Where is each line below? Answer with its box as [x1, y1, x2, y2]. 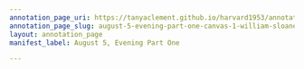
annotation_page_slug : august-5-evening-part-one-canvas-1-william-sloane [9, 22, 298, 30]
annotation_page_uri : [9, 13, 91, 22]
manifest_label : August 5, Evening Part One [9, 38, 180, 47]
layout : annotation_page [9, 30, 103, 39]
